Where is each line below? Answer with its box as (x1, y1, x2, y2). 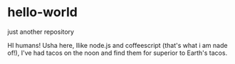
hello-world (7, 4, 78, 20)
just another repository (7, 27, 75, 36)
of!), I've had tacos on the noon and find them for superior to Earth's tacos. (7, 49, 228, 57)
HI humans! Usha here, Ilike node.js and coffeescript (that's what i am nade (7, 41, 228, 49)
